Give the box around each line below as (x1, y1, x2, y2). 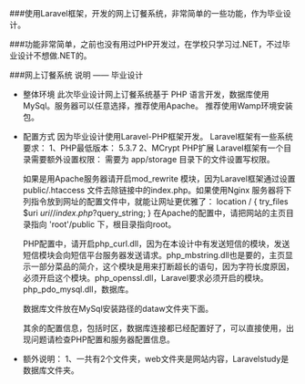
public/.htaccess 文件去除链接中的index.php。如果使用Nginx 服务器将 (22, 185, 284, 195)
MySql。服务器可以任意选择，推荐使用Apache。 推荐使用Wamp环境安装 (22, 100, 293, 111)
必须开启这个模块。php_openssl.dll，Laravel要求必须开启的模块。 (22, 273, 269, 283)
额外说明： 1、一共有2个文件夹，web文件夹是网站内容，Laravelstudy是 (22, 354, 290, 364)
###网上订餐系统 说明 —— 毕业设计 (9, 69, 144, 80)
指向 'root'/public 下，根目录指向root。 (30, 219, 177, 230)
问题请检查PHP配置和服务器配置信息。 (30, 334, 176, 345)
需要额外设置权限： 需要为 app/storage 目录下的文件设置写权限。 (30, 154, 275, 164)
